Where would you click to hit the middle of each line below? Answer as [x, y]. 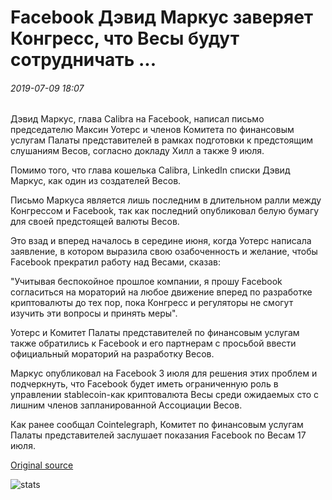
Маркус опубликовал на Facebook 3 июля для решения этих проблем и [164, 373]
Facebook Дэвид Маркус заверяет [162, 17]
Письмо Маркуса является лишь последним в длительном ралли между [166, 200]
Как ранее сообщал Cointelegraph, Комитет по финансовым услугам [157, 425]
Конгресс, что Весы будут [125, 38]
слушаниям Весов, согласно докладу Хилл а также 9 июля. [137, 151]
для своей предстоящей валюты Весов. [95, 222]
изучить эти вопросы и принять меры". [94, 313]
